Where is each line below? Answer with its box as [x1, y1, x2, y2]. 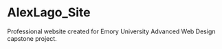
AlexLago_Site [7, 5, 91, 20]
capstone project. [7, 34, 57, 42]
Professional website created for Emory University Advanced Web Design [7, 27, 216, 35]
